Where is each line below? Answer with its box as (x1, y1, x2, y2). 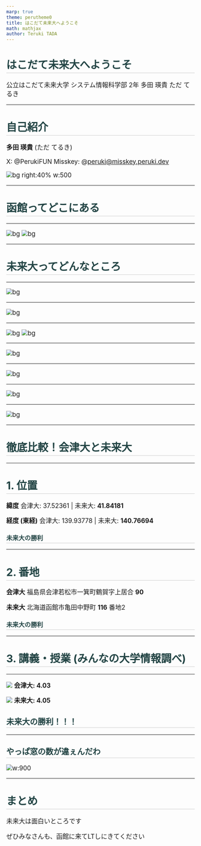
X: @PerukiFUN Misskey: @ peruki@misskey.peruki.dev (6, 157, 169, 166)
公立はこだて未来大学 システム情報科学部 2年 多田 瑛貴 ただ (6, 81, 182, 90)
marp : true (6, 8, 33, 15)
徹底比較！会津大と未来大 (6, 441, 133, 454)
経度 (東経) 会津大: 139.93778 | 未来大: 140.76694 (6, 517, 154, 525)
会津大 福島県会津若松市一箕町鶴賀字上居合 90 (6, 588, 144, 597)
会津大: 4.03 (14, 681, 51, 689)
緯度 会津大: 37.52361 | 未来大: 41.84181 (6, 502, 124, 510)
